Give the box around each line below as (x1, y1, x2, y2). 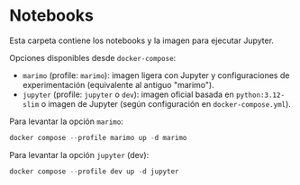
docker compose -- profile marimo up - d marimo (9, 133, 187, 142)
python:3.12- (235, 91, 286, 100)
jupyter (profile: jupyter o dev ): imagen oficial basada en (22, 89, 234, 100)
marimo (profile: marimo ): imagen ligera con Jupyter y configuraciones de (22, 69, 290, 81)
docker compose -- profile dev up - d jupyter (9, 167, 179, 176)
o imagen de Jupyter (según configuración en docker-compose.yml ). (41, 98, 291, 109)
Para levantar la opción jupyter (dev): (9, 149, 150, 160)
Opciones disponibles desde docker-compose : (9, 52, 177, 63)
